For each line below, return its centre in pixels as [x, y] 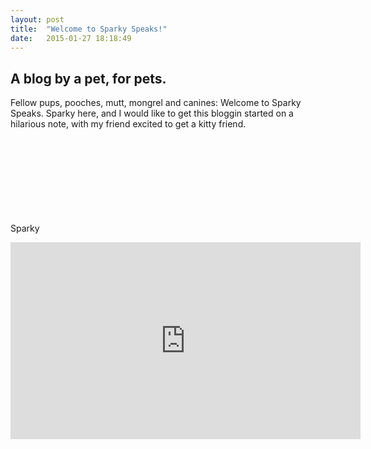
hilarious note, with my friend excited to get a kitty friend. [128, 124]
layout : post [37, 19]
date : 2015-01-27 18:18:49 [71, 38]
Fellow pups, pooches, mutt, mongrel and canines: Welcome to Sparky [156, 103]
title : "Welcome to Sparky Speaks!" [89, 29]
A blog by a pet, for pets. [88, 78]
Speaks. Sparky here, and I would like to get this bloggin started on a [152, 113]
